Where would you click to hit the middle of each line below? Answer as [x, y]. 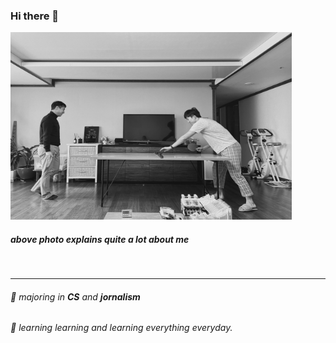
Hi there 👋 [35, 16]
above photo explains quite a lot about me [100, 239]
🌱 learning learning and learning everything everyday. [121, 328]
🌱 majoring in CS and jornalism [75, 296]
